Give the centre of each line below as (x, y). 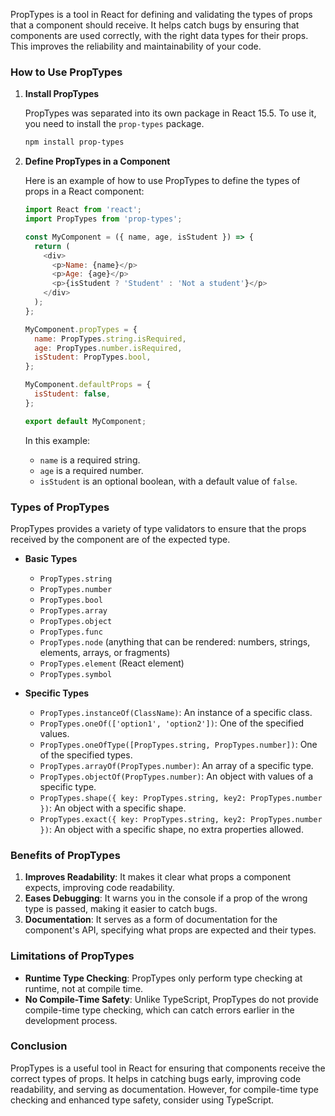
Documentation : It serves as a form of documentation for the (151, 920)
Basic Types (51, 558)
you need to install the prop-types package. (114, 124)
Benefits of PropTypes (65, 855)
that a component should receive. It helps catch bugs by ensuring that (155, 25)
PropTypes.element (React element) (112, 663)
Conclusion (39, 1046)
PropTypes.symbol (76, 674)
